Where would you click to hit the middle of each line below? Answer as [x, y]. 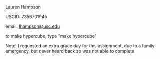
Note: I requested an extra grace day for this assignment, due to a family [80, 46]
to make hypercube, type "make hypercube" [51, 36]
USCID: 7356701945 [26, 17]
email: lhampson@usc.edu [33, 26]
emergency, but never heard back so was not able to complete [70, 51]
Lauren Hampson [23, 7]
